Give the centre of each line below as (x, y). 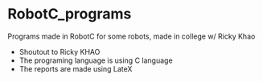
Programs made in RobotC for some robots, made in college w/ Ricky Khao (131, 36)
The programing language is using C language (96, 60)
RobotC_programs (70, 14)
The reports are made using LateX (76, 68)
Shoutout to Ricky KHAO (60, 51)
